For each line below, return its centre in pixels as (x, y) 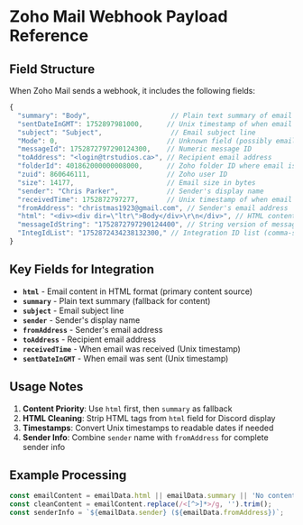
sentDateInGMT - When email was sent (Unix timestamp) (125, 358)
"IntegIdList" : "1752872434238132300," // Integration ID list (138, 233)
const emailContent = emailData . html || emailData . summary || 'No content (153, 496)
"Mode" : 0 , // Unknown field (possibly (145, 141)
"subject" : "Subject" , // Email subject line (137, 133)
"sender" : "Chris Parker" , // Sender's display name (141, 191)
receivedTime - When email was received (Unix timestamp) (131, 348)
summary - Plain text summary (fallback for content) (116, 300)
